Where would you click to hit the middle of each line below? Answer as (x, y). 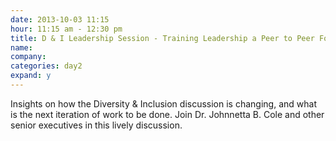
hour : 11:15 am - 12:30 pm (66, 29)
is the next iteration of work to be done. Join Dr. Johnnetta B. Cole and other (167, 114)
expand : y (31, 76)
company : (28, 57)
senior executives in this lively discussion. (96, 125)
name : (21, 47)
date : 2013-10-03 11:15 (60, 19)
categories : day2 (46, 66)
